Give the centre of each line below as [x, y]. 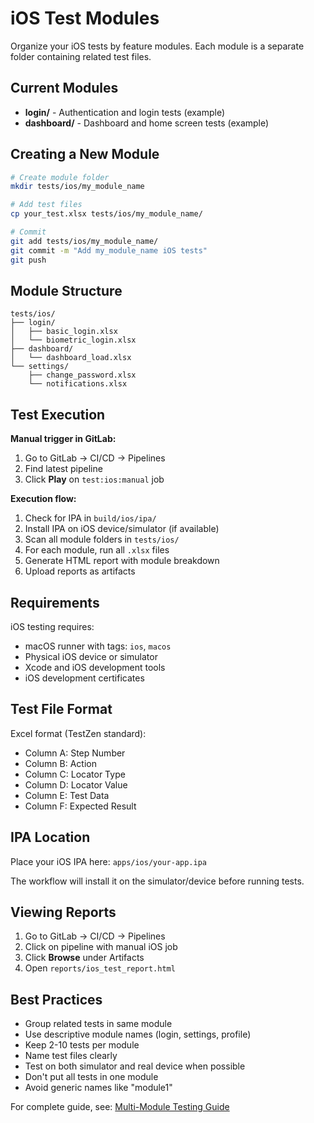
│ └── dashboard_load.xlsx [71, 358]
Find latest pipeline [63, 469]
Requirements [55, 602]
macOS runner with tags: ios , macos [98, 646]
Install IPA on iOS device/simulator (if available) [122, 529]
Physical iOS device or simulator [91, 656]
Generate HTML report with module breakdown [122, 561]
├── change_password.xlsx [82, 375]
